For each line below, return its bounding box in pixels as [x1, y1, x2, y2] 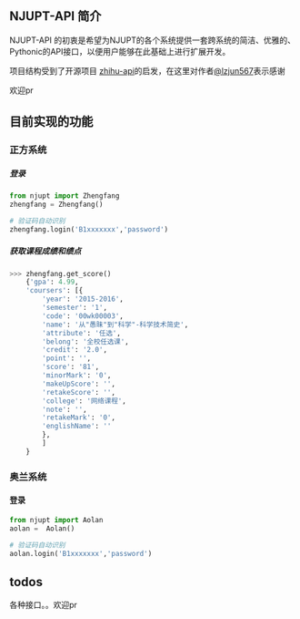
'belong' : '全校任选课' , [42, 336, 129, 346]
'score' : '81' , [42, 363, 100, 372]
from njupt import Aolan [9, 515, 104, 524]
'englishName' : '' [42, 422, 112, 431]
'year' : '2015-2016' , [42, 294, 125, 304]
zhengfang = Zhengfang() [9, 200, 104, 209]
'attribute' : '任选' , [42, 328, 121, 337]
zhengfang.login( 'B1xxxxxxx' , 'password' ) [9, 224, 169, 234]
